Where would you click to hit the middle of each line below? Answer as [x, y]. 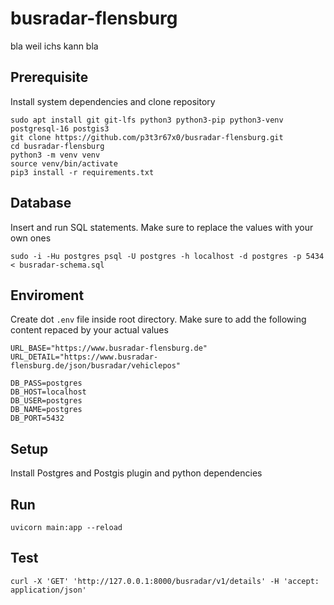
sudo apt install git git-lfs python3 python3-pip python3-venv [147, 120]
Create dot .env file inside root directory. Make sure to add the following [158, 319]
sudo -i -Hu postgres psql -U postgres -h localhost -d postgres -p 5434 [167, 256]
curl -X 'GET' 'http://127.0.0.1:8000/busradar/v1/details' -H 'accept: [165, 581]
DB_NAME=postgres [46, 410]
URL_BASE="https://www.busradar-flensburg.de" [109, 348]
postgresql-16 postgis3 [60, 128]
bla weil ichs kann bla [54, 46]
